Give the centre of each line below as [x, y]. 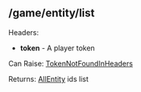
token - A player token [57, 48]
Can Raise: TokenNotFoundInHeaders [70, 63]
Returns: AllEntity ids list [48, 78]
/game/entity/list [52, 13]
